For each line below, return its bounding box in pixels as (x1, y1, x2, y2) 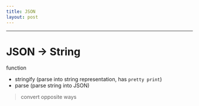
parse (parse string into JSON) (14, 82, 90, 89)
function (6, 64, 27, 71)
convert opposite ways (20, 94, 77, 101)
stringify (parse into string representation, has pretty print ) (14, 76, 162, 83)
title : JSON (6, 8, 36, 15)
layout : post (6, 14, 38, 20)
